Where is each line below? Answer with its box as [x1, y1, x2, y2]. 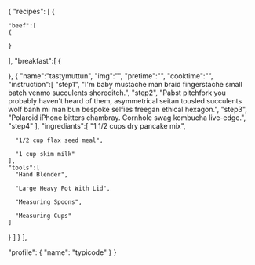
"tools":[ [8, 164, 41, 172]
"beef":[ [8, 22, 37, 30]
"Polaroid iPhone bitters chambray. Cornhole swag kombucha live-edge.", [8, 113, 246, 122]
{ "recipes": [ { [8, 7, 55, 16]
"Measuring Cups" [15, 212, 72, 220]
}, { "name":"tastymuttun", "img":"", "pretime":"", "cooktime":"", [8, 71, 213, 81]
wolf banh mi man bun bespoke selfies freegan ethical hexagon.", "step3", [8, 105, 247, 114]
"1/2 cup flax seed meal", [15, 136, 104, 144]
